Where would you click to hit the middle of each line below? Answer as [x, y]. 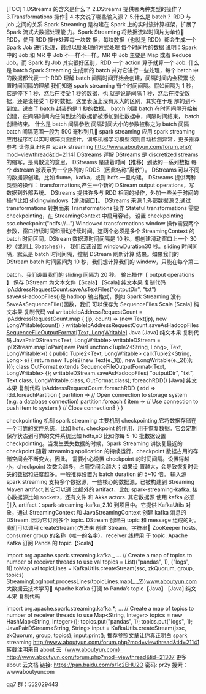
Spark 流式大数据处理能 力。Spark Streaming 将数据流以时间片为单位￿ [95, 32]
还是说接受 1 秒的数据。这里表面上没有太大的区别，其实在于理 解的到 [104, 101]
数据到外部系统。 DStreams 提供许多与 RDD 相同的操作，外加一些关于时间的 [103, 193]
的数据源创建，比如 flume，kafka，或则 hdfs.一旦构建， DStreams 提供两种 [101, 177]
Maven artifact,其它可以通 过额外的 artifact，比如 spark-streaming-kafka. [99, 489]
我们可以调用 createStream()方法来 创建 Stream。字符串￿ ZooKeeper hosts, [102, 528]
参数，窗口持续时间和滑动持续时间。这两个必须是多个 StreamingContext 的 [101, 231]
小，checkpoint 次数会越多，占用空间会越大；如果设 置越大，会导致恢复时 [100, 466]
